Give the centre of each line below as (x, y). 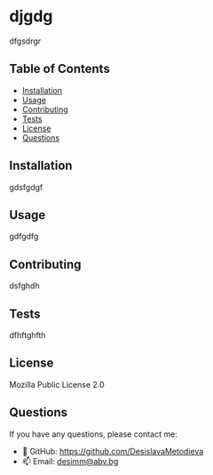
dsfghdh (24, 286)
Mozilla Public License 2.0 (57, 384)
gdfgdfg (24, 237)
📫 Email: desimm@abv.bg (70, 461)
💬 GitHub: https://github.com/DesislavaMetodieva (113, 451)
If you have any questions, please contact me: (93, 434)
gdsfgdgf (26, 187)
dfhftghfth (28, 335)
